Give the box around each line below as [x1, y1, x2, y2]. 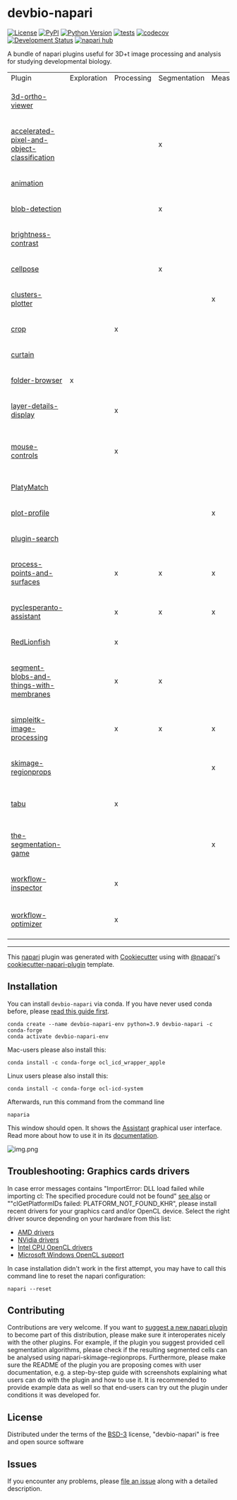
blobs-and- [11, 671, 51, 681]
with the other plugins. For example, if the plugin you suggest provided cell [7, 1338, 225, 1347]
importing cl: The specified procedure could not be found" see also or [7, 1192, 211, 1200]
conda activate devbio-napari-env [7, 1033, 109, 1040]
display [11, 409, 35, 419]
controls [11, 450, 39, 460]
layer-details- [11, 401, 59, 411]
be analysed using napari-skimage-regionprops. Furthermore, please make [7, 1353, 226, 1362]
